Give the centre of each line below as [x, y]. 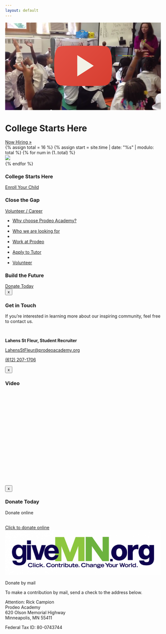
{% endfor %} [19, 164]
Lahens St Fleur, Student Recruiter [41, 341]
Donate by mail [21, 583]
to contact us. [19, 321]
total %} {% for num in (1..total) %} [40, 153]
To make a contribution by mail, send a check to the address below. [74, 592]
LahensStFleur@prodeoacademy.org [42, 350]
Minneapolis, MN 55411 [29, 618]
